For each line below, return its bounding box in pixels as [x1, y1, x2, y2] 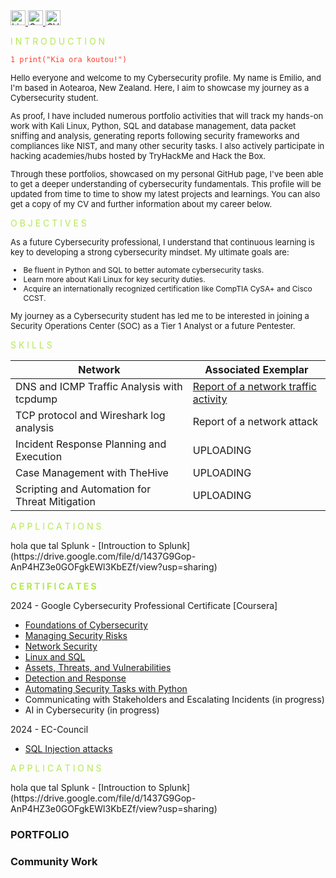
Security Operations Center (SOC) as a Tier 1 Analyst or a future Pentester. [10, 320, 296, 331]
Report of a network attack [192, 415, 318, 428]
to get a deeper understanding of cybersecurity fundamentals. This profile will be [10, 179, 322, 189]
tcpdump [15, 392, 58, 406]
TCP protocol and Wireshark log [15, 409, 166, 422]
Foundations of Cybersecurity [24, 619, 148, 631]
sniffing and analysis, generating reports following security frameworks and [10, 130, 300, 141]
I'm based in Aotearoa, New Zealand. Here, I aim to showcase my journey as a [10, 82, 310, 93]
